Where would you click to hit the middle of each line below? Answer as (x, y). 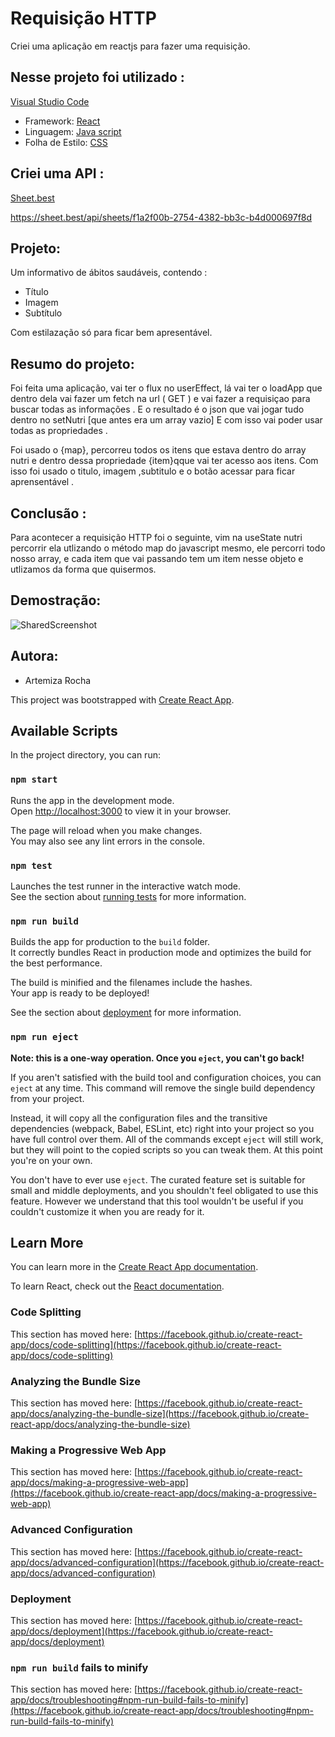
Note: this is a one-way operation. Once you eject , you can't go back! (157, 1058)
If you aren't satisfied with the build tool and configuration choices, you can (166, 1077)
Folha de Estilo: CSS (66, 142)
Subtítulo (43, 313)
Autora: (34, 656)
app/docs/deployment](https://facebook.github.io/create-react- (141, 1631)
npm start (34, 780)
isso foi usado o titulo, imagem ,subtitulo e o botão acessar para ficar (153, 471)
